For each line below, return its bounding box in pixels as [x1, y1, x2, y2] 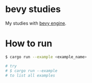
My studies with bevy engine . [5, 20, 67, 26]
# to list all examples [5, 73, 56, 78]
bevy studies [5, 4, 61, 15]
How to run [5, 38, 53, 49]
